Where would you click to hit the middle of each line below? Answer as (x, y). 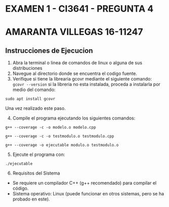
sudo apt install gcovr (30, 99)
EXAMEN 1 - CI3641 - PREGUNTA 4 (79, 9)
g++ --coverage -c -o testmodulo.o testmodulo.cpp (60, 136)
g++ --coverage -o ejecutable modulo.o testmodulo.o (62, 145)
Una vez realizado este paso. (35, 108)
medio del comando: (34, 90)
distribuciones (27, 68)
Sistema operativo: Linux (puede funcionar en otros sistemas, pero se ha (88, 194)
